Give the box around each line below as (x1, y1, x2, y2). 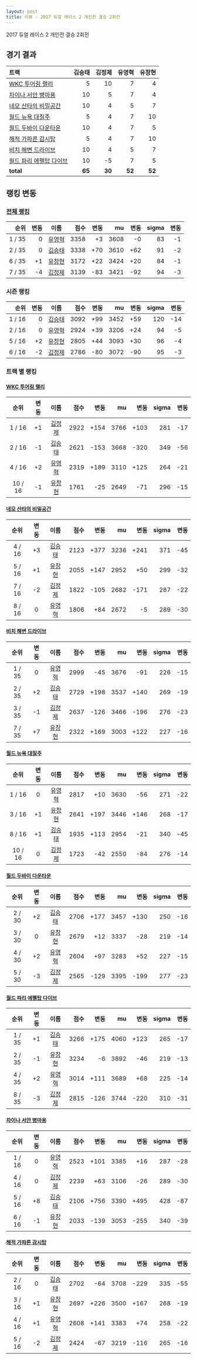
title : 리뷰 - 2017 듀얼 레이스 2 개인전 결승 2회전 (6, 14, 120, 20)
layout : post (6, 8, 38, 15)
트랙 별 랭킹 (6, 367, 37, 376)
